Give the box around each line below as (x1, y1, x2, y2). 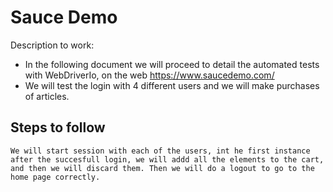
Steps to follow (10, 119, 106, 136)
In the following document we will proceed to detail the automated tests (24, 58, 320, 70)
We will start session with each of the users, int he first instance (10, 146, 311, 156)
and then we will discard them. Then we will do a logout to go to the (10, 163, 315, 173)
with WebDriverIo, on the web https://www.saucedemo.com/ (24, 69, 275, 81)
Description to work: (10, 39, 95, 51)
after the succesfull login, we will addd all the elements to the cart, (10, 154, 325, 165)
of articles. (24, 90, 70, 102)
